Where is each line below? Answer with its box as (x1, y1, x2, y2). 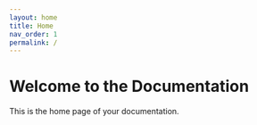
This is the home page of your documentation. (9, 106, 180, 117)
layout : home (9, 12, 58, 22)
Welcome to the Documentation (9, 77, 250, 96)
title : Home (9, 21, 54, 30)
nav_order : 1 (9, 29, 58, 38)
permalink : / (9, 37, 58, 47)
